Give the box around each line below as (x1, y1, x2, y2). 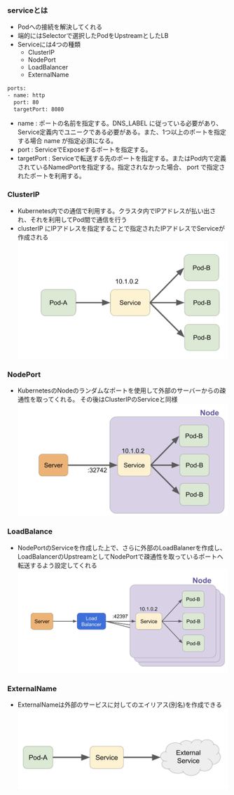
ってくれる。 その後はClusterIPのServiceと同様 (41, 395, 178, 404)
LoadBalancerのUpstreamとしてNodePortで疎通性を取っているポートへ (17, 552, 223, 561)
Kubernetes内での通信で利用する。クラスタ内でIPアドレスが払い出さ (17, 206, 216, 215)
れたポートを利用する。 (17, 172, 85, 180)
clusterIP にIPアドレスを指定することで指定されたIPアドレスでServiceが (17, 224, 226, 232)
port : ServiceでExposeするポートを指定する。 (17, 145, 152, 154)
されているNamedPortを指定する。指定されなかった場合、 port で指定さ (17, 163, 226, 172)
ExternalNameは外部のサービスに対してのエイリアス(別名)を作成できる (17, 700, 223, 709)
